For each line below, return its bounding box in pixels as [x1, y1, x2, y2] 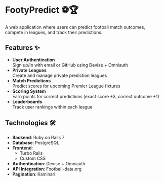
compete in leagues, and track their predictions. [5, 29, 103, 35]
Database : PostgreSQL [12, 140, 60, 146]
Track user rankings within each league [12, 104, 93, 109]
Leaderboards [12, 99, 42, 105]
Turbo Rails [19, 150, 43, 156]
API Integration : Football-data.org [12, 166, 82, 172]
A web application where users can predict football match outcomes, [5, 24, 146, 30]
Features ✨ [5, 43, 40, 52]
